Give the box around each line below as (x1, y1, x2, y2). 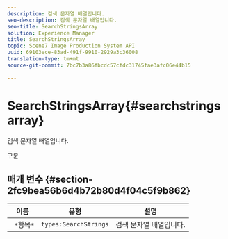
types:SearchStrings (41, 220, 109, 229)
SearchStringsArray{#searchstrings (7, 98, 221, 113)
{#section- (44, 173, 93, 185)
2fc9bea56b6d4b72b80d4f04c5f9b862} (7, 185, 191, 197)
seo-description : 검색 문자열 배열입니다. (7, 17, 117, 24)
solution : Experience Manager (7, 29, 95, 37)
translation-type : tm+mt (7, 56, 79, 63)
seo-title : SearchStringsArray (7, 23, 98, 30)
